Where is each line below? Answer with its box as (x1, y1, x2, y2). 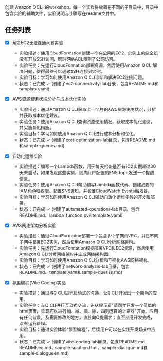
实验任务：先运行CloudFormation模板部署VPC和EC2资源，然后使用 (19, 245, 154, 251)
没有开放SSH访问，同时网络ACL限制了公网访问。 (19, 56, 118, 62)
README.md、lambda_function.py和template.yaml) (19, 212, 123, 218)
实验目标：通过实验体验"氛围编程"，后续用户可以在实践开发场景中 (19, 326, 152, 332)
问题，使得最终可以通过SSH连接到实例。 (23, 68, 105, 74)
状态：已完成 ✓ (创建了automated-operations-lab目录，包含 (19, 206, 140, 212)
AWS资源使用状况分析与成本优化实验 (12, 96, 86, 102)
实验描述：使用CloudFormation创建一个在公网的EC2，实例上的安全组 (19, 50, 158, 56)
